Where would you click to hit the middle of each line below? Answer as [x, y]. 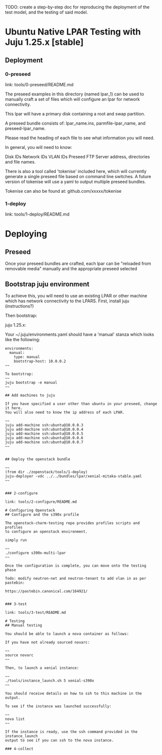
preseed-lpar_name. [25, 128]
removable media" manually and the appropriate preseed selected [71, 269]
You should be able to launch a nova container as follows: [67, 634]
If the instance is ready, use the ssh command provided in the [71, 732]
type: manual [27, 357]
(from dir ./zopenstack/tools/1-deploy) [47, 472]
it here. [14, 408]
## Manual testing [24, 625]
